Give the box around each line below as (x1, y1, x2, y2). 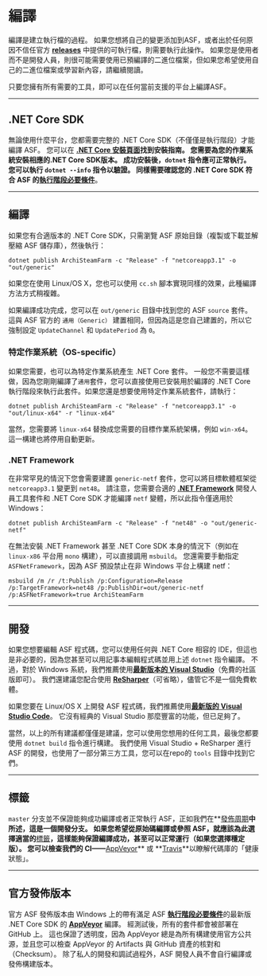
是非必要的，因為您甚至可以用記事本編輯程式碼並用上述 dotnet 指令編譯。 (8, 654, 250, 664)
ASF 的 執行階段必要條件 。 (17, 174, 103, 184)
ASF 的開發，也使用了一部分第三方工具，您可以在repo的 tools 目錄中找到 (8, 748, 249, 757)
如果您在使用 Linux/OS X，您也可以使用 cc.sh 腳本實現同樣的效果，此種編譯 (8, 278, 257, 287)
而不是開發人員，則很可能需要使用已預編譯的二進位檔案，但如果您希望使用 (8, 55, 252, 64)
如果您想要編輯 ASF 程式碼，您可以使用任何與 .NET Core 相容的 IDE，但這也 (8, 644, 257, 654)
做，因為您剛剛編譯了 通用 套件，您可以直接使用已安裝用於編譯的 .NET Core (8, 376, 251, 386)
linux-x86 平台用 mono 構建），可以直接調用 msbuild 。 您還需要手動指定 (8, 551, 239, 561)
